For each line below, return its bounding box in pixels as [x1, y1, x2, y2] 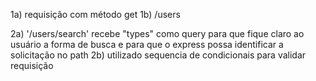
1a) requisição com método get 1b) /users [10, 9, 181, 20]
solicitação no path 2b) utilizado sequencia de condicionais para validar [10, 49, 307, 61]
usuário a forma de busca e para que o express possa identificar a [10, 39, 284, 50]
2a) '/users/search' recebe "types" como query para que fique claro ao [10, 28, 305, 39]
